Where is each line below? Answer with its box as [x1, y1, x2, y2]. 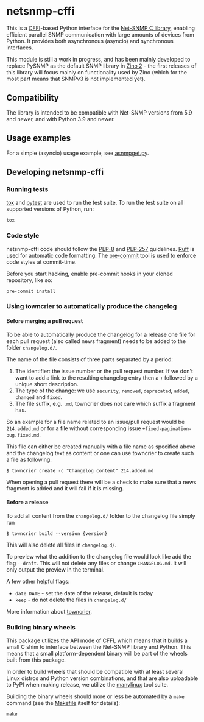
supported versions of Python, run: [6, 205, 94, 213]
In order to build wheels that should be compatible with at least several [6, 668, 184, 676]
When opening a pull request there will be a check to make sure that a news [6, 478, 197, 486]
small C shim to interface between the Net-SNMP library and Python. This [6, 643, 191, 651]
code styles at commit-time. [6, 258, 77, 266]
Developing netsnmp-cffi [6, 166, 104, 177]
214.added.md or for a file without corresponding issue [6, 425, 141, 432]
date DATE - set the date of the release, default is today [15, 589, 153, 596]
